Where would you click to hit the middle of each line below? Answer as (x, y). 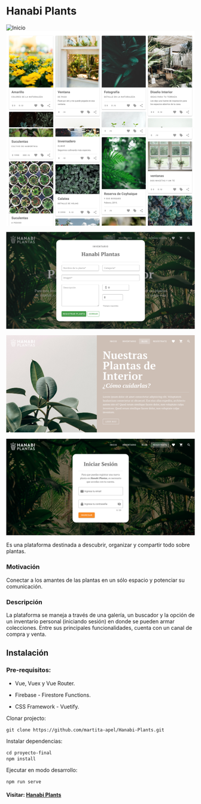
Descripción (25, 602)
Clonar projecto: (26, 718)
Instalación (28, 653)
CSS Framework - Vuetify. (47, 706)
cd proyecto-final (29, 753)
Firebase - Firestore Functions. (53, 695)
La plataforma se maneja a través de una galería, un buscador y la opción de (100, 615)
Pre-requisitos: (29, 670)
